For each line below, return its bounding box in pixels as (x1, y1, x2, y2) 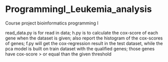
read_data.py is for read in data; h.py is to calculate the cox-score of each (5, 29, 158, 35)
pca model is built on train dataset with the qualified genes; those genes (5, 45, 155, 51)
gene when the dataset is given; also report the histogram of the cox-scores (5, 35, 163, 41)
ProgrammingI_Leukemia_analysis (5, 3, 152, 15)
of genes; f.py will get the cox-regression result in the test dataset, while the (5, 40, 163, 46)
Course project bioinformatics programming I (5, 20, 99, 26)
